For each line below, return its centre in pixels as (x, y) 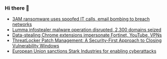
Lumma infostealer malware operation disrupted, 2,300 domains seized (87, 30)
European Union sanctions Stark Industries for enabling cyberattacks (84, 51)
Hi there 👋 (17, 8)
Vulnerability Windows (36, 46)
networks (22, 24)
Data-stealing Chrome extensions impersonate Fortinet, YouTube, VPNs (87, 35)
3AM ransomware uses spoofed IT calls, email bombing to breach (81, 19)
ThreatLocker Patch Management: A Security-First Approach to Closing (87, 40)
